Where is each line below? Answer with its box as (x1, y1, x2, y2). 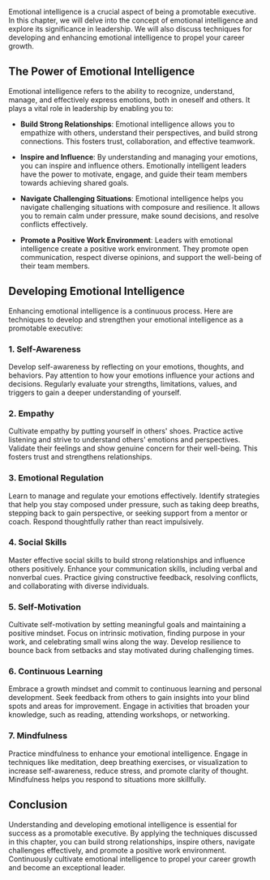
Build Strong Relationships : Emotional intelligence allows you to (19, 119, 235, 129)
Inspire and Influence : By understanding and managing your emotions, (19, 152, 258, 161)
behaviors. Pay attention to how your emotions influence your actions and (8, 370, 255, 380)
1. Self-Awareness (8, 344, 81, 355)
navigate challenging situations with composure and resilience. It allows (19, 202, 260, 211)
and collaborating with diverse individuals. (8, 581, 150, 591)
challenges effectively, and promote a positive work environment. (8, 845, 227, 855)
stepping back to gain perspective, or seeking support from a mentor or (8, 508, 248, 518)
